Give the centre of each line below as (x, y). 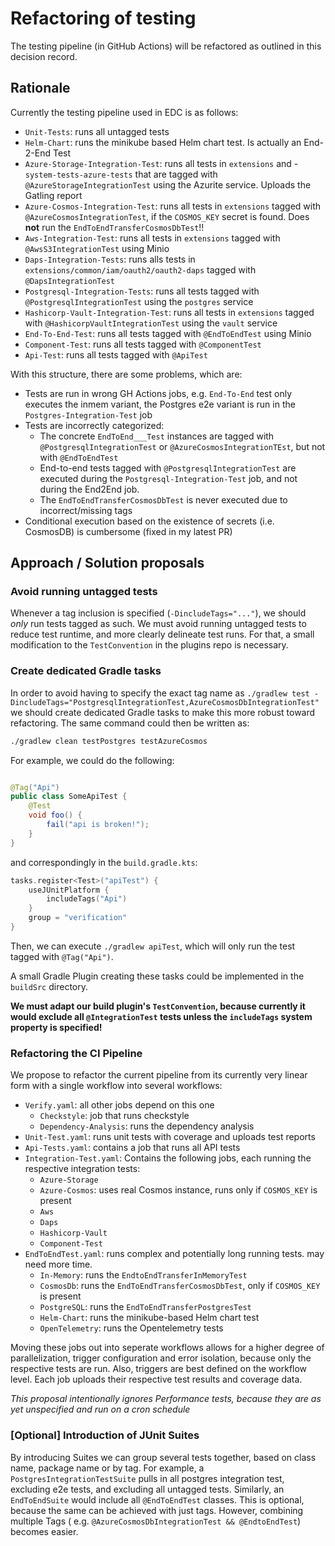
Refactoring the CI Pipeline (76, 1053)
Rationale (40, 88)
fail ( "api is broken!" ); (98, 825)
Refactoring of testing (103, 18)
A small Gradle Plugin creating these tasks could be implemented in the (157, 976)
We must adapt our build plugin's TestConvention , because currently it (158, 1006)
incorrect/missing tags (86, 510)
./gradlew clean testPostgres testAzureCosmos (109, 741)
